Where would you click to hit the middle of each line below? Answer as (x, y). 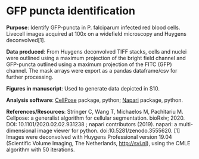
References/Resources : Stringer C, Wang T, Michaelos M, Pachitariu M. (95, 111)
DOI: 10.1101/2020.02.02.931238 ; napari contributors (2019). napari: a (92, 124)
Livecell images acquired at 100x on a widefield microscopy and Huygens (96, 33)
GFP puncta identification (71, 11)
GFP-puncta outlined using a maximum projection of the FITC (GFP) (89, 64)
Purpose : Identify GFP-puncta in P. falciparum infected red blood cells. (93, 27)
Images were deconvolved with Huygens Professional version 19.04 (89, 137)
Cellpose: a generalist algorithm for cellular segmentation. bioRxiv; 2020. (96, 118)
